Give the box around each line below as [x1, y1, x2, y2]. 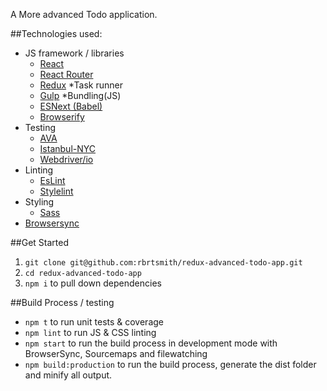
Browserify [39, 111, 85, 123]
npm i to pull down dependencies [24, 277, 162, 289]
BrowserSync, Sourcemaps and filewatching [24, 348, 208, 359]
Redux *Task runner [39, 79, 123, 91]
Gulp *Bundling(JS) [39, 90, 122, 101]
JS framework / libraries [24, 47, 125, 59]
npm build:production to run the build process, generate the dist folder [24, 359, 317, 370]
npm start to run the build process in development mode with [24, 337, 278, 349]
